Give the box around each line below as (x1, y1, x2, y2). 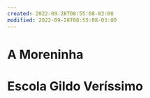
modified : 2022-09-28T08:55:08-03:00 (7, 17, 117, 24)
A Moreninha (7, 47, 84, 63)
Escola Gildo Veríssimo (7, 78, 144, 94)
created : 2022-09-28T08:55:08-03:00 (7, 10, 114, 17)
